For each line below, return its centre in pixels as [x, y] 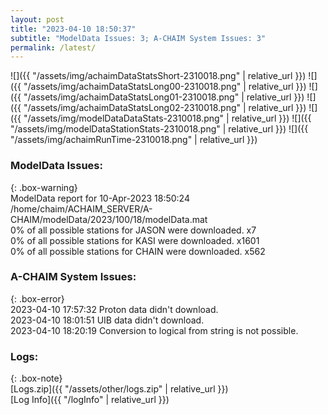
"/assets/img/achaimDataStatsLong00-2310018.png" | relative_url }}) [165, 87]
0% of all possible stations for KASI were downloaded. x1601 [135, 240]
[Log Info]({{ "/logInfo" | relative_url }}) [90, 400]
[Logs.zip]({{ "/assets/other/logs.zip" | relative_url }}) [119, 389]
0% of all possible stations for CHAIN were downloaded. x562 [138, 251]
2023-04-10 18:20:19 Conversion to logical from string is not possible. [154, 330]
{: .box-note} [36, 378]
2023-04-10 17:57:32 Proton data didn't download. [114, 309]
